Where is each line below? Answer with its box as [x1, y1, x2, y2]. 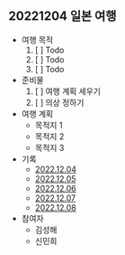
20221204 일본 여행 [8, 8, 117, 24]
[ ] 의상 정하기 [34, 97, 85, 108]
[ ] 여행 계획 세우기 [34, 85, 101, 97]
